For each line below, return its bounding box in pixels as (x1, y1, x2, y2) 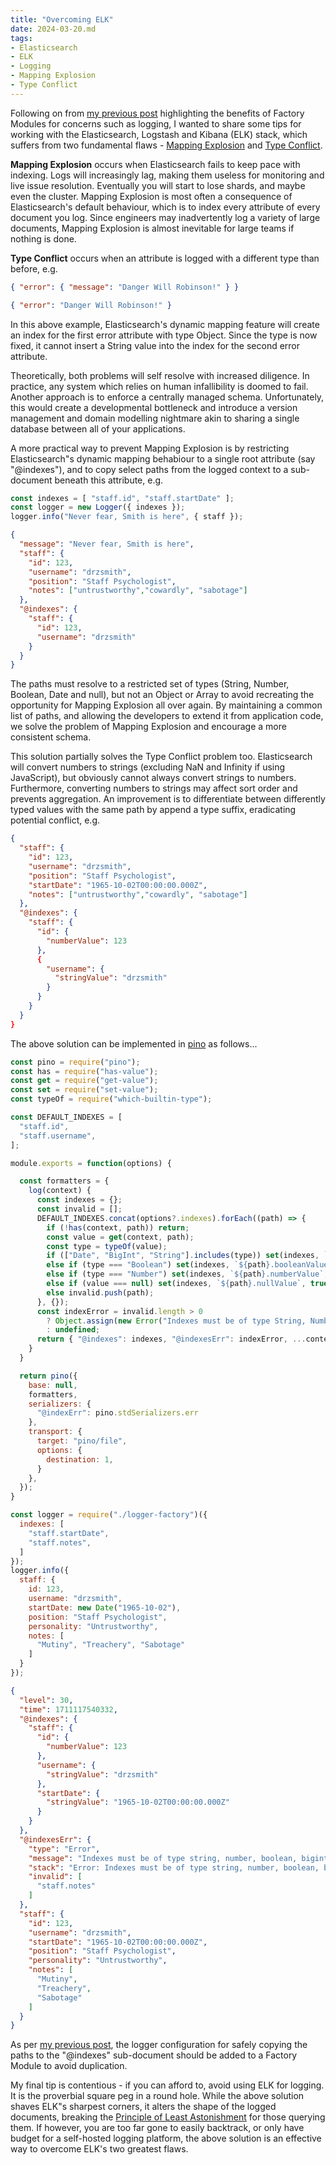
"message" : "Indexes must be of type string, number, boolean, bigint (28, 1853, 329, 1863)
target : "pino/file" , (36, 1436, 128, 1446)
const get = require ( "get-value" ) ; (10, 1076, 159, 1086)
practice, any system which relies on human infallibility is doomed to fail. (10, 380, 309, 392)
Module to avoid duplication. (10, 2060, 128, 2072)
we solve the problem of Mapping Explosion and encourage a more (10, 721, 287, 733)
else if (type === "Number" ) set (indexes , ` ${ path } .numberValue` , (46, 1269, 329, 1280)
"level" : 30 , (19, 1695, 74, 1705)
